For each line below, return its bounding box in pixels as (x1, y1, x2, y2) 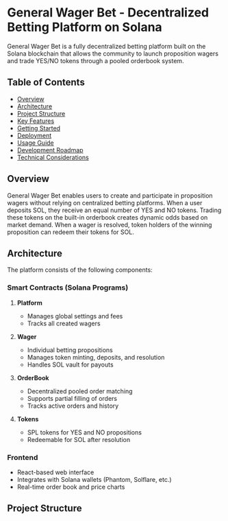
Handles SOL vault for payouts (27, 360, 114, 369)
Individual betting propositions (27, 345, 113, 354)
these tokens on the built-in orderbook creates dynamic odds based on (7, 213, 208, 221)
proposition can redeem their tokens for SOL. (7, 228, 135, 236)
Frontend (7, 452, 38, 462)
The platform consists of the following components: (7, 266, 153, 274)
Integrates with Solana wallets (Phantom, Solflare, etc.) (16, 475, 173, 483)
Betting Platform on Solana (7, 19, 162, 35)
